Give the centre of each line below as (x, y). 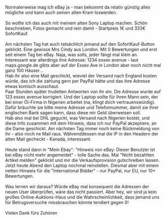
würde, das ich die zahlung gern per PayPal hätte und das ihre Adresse (78, 81)
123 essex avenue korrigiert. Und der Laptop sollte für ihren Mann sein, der (82, 97)
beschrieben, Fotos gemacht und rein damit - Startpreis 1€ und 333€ (75, 28)
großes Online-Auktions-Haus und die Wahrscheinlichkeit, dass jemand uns (82, 197)
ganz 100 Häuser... (24, 71)
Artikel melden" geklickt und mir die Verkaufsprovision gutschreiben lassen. (83, 160)
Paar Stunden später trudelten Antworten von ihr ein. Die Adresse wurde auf (83, 92)
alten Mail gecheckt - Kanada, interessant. (48, 139)
